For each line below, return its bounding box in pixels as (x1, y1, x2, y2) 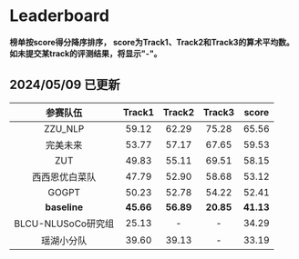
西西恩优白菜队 (31, 170, 97, 183)
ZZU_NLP (44, 122, 85, 134)
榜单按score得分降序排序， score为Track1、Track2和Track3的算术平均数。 (9, 36, 294, 47)
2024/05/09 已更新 (9, 77, 120, 93)
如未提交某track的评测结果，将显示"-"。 (9, 47, 162, 59)
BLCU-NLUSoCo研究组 (14, 217, 115, 230)
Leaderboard (9, 5, 109, 26)
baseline (45, 201, 84, 214)
